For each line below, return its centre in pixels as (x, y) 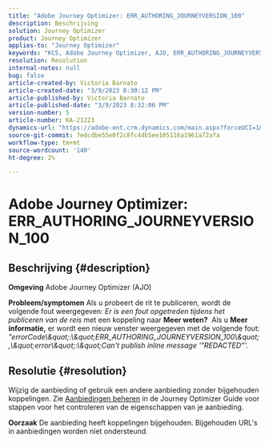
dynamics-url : (32, 128)
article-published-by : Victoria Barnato (77, 98)
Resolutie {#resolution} (68, 371)
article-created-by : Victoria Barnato (73, 83)
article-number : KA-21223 (51, 120)
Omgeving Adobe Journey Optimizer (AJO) (80, 287)
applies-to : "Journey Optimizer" (64, 46)
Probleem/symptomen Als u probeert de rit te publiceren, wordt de (120, 303)
